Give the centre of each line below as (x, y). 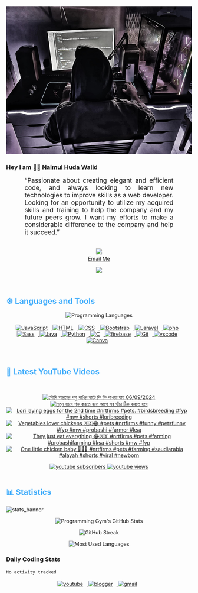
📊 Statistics (29, 492)
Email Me (99, 259)
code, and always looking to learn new (99, 188)
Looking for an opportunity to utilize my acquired (99, 203)
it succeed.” (42, 232)
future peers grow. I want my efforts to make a (99, 218)
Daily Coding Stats (33, 559)
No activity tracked (32, 572)
